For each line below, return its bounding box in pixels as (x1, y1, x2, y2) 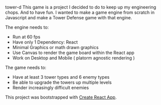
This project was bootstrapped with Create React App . (5, 94, 117, 100)
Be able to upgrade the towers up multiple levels (12, 79, 112, 85)
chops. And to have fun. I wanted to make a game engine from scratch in (5, 9, 155, 15)
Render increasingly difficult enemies (12, 85, 89, 91)
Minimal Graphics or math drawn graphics (12, 45, 99, 50)
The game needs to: (5, 64, 46, 70)
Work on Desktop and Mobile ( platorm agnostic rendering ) (12, 55, 135, 61)
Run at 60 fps (12, 34, 41, 40)
